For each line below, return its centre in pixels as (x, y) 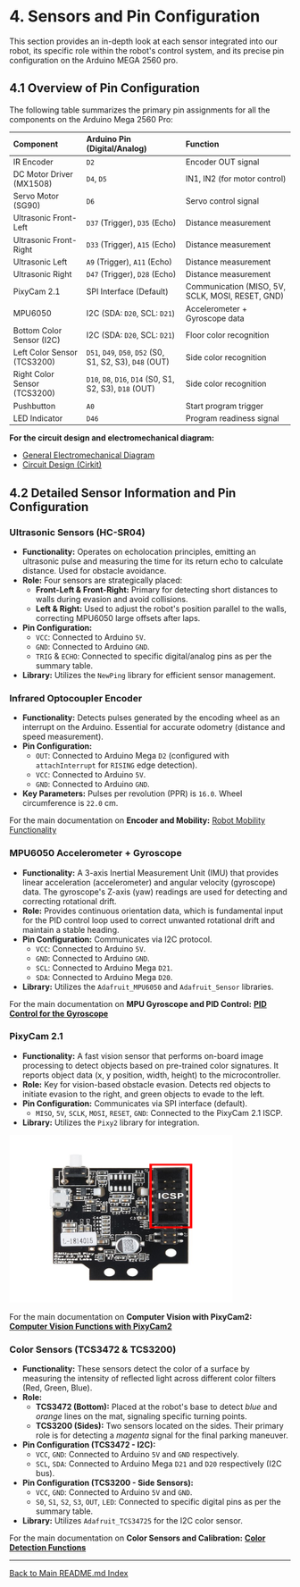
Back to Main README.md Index (69, 1574)
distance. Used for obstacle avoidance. (94, 570)
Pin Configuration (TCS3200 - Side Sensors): (108, 1483)
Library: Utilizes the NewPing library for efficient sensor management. (149, 675)
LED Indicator (38, 418)
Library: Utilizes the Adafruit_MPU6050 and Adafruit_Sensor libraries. (148, 987)
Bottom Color (37, 330)
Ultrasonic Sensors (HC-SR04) (77, 532)
